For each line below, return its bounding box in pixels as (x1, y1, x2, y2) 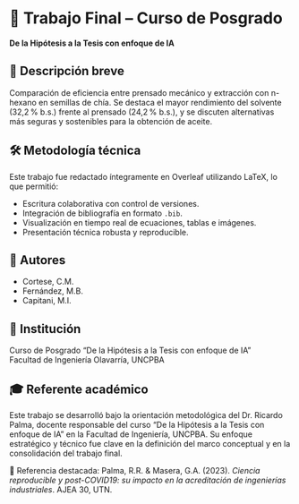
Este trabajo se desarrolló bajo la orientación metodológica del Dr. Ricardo (9, 410, 284, 420)
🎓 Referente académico (9, 381, 149, 397)
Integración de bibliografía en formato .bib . (21, 208, 184, 218)
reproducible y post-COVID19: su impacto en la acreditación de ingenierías (9, 474, 286, 485)
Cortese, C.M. (21, 277, 74, 287)
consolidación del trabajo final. (9, 448, 123, 458)
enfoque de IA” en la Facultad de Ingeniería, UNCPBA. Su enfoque (9, 429, 253, 440)
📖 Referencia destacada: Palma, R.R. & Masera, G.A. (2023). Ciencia (9, 466, 261, 475)
